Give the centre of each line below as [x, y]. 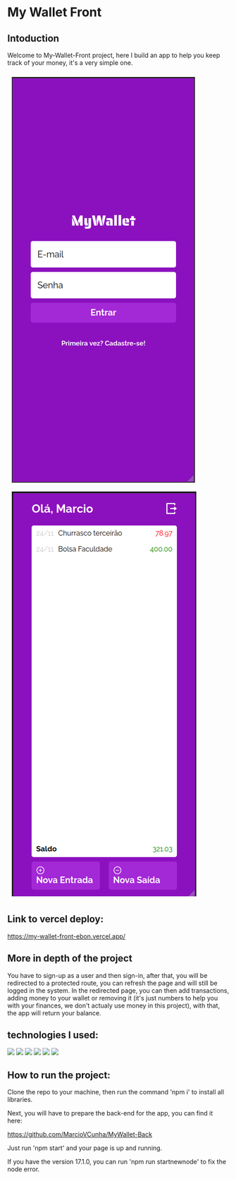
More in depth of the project [70, 959]
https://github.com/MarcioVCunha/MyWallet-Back [80, 1135]
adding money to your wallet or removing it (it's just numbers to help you [113, 998]
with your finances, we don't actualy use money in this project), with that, [114, 1005]
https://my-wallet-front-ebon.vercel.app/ [66, 936]
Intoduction [33, 38]
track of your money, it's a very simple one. [70, 63]
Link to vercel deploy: [56, 919]
